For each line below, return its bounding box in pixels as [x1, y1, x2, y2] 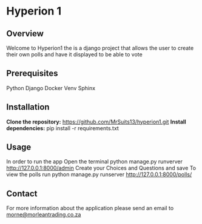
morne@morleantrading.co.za [6, 211, 81, 219]
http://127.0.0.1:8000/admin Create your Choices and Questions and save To [6, 165, 196, 172]
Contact [6, 188, 38, 199]
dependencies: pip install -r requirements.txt [6, 124, 120, 131]
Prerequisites [6, 68, 58, 79]
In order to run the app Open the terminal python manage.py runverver [6, 158, 183, 165]
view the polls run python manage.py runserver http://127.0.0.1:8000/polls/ [6, 171, 192, 178]
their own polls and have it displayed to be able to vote [6, 51, 143, 58]
